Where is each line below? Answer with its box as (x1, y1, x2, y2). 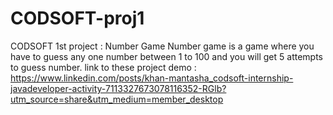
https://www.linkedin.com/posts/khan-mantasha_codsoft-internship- (10, 72, 294, 84)
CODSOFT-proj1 (10, 7, 145, 30)
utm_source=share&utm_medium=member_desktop (10, 93, 224, 105)
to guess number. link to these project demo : (10, 61, 197, 73)
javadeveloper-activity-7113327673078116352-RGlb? (10, 82, 227, 94)
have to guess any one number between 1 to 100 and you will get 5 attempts (10, 50, 324, 62)
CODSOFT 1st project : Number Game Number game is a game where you (10, 40, 315, 52)
